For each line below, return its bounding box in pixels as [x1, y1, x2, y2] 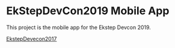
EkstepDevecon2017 [6, 35, 57, 42]
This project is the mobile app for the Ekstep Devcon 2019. [6, 24, 152, 31]
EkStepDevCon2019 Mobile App [6, 4, 170, 18]
